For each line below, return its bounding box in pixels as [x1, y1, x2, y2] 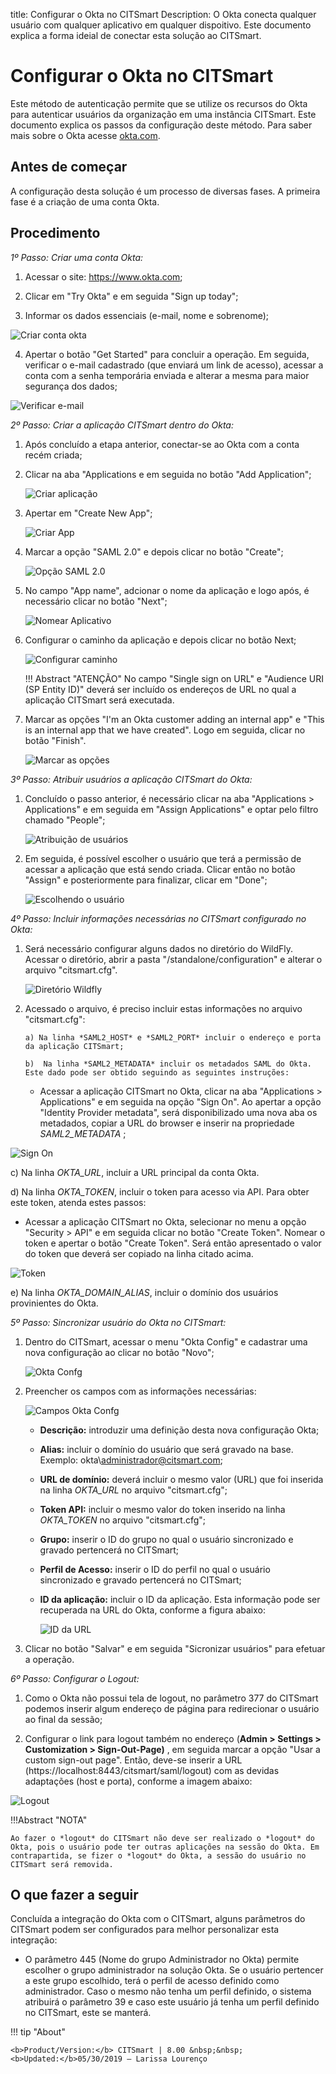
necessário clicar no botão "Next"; [24, 595, 168, 607]
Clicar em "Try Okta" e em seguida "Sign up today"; [24, 290, 239, 302]
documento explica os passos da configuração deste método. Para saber [10, 119, 313, 131]
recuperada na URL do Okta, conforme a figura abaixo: [39, 1604, 266, 1616]
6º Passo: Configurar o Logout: [10, 1672, 140, 1684]
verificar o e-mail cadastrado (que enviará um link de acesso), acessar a [24, 359, 324, 371]
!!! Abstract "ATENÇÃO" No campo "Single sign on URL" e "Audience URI [24, 672, 324, 684]
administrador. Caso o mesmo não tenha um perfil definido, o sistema [24, 1985, 312, 1998]
